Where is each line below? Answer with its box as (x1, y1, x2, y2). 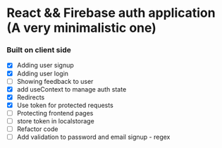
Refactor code (16, 125, 58, 133)
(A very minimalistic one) (6, 20, 156, 36)
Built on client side (6, 45, 72, 55)
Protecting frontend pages (16, 109, 94, 117)
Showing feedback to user (16, 77, 94, 85)
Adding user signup (16, 61, 75, 70)
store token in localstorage (16, 116, 94, 125)
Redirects (16, 93, 45, 101)
